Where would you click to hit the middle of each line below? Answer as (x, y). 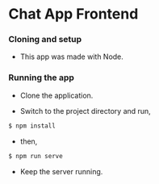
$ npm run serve (36, 156)
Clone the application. (56, 95)
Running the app (42, 77)
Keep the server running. (61, 171)
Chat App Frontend (73, 14)
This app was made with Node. (71, 56)
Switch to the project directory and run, (85, 111)
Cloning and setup (45, 40)
